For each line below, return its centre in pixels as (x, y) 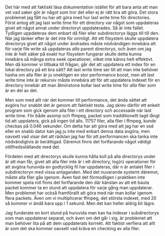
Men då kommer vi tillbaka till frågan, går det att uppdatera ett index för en (80, 64)
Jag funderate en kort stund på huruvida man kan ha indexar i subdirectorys (82, 213)
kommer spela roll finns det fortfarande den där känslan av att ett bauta (77, 183)
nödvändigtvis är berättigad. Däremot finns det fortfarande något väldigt (78, 142)
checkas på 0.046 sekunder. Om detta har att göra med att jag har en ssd (79, 126)
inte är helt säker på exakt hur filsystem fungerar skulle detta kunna (73, 54)
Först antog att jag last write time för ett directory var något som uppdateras (82, 23)
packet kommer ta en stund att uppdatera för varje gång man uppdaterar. (79, 188)
